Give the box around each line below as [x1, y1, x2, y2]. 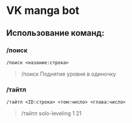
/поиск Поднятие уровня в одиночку [21, 70, 116, 78]
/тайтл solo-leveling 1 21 [21, 110, 82, 117]
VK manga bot [6, 4, 80, 18]
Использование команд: [6, 28, 105, 38]
